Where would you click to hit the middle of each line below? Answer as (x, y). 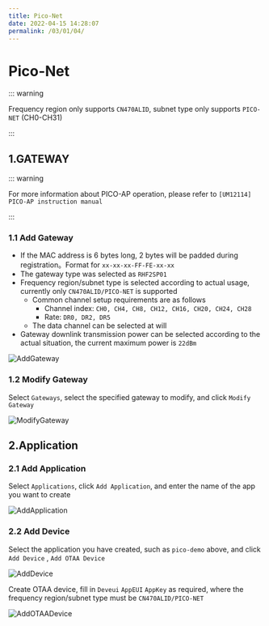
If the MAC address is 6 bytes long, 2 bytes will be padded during (129, 255)
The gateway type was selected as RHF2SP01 (93, 274)
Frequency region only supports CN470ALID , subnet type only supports (124, 109)
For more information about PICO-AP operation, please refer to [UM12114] (130, 194)
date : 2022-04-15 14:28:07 (54, 23)
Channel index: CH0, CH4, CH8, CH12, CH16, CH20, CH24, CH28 (148, 309)
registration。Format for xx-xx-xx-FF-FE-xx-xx (97, 265)
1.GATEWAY (39, 159)
